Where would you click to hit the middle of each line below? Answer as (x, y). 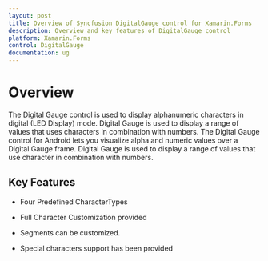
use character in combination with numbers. (81, 157)
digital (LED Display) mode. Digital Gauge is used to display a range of (124, 123)
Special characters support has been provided (96, 248)
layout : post (30, 16)
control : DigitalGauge (46, 46)
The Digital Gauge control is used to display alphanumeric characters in (126, 114)
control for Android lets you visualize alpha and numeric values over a (123, 140)
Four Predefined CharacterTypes (74, 202)
